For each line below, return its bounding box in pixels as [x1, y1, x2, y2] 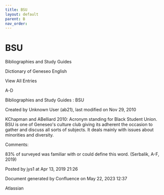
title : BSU [5, 7, 28, 12]
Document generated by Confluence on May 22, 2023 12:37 [5, 176, 127, 182]
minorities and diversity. [5, 132, 54, 138]
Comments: [5, 142, 29, 147]
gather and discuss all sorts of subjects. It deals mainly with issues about [5, 127, 154, 133]
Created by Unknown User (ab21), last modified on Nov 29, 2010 [5, 107, 136, 113]
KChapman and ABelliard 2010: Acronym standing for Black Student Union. [5, 116, 157, 122]
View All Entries [5, 78, 37, 84]
